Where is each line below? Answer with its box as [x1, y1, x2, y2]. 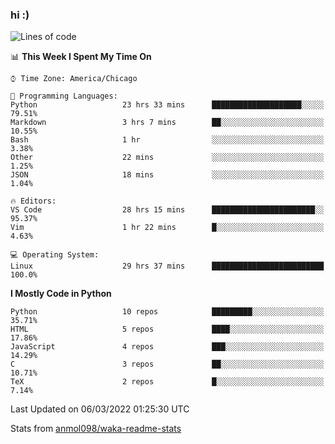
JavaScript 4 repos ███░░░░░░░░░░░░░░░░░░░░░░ [10, 342, 325, 352]
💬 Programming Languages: [10, 91, 118, 102]
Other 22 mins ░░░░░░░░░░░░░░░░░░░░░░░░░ [10, 153, 325, 163]
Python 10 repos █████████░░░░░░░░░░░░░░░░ [10, 307, 325, 317]
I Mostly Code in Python [10, 288, 112, 300]
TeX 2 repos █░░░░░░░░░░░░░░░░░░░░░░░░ [10, 377, 325, 387]
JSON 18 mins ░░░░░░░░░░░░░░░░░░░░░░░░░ [10, 170, 325, 180]
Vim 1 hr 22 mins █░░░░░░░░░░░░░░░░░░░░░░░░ [10, 223, 325, 233]
